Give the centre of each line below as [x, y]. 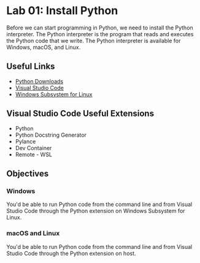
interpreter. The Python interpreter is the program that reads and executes [100, 34]
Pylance [25, 141]
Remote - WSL [34, 154]
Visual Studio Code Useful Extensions [80, 114]
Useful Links [31, 67]
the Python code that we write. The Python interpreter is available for [94, 40]
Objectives [28, 173]
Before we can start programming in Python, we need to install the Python [100, 28]
